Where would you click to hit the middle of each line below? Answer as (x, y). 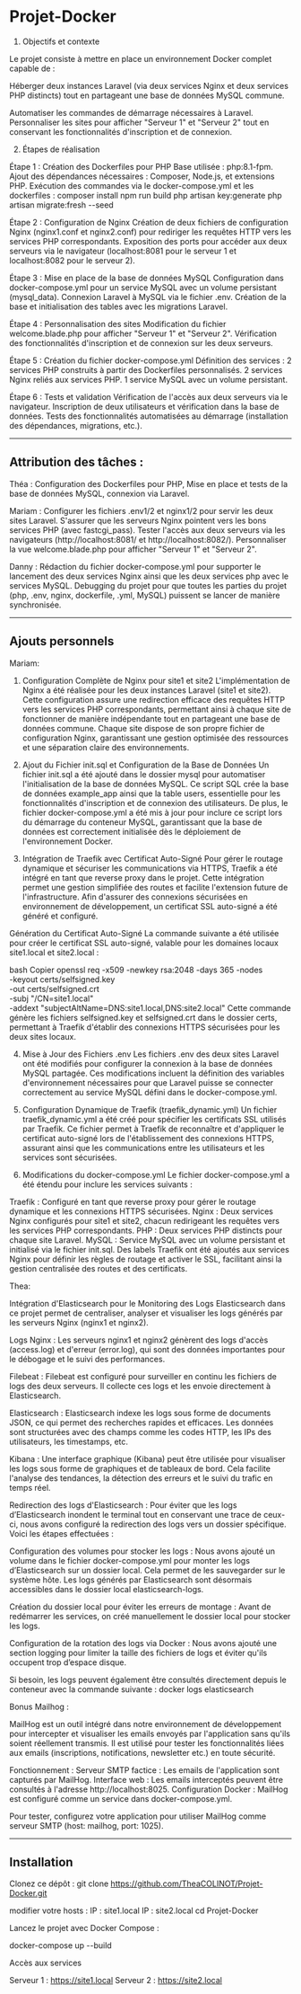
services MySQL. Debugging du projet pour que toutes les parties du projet (148, 585)
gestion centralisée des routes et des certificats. (99, 1268)
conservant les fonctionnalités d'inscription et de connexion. (121, 131)
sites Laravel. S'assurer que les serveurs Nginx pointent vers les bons (138, 520)
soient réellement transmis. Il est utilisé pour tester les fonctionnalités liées (147, 1743)
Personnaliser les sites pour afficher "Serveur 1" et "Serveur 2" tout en (139, 122)
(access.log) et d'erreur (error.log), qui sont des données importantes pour (147, 1349)
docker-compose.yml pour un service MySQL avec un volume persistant (143, 287)
